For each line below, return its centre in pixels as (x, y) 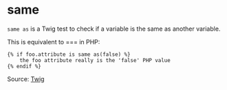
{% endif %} (24, 66)
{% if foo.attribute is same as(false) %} (69, 54)
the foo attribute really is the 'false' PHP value (95, 60)
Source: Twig (26, 79)
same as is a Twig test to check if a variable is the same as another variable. (114, 29)
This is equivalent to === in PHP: (54, 42)
